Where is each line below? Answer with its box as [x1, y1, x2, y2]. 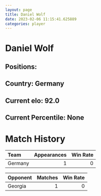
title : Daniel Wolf [5, 12, 46, 17]
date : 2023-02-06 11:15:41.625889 [5, 16, 77, 21]
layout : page [5, 7, 32, 12]
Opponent [7, 174, 32, 181]
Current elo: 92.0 [5, 96, 60, 105]
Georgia [7, 183, 26, 190]
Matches [36, 174, 58, 181]
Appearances [34, 151, 67, 158]
